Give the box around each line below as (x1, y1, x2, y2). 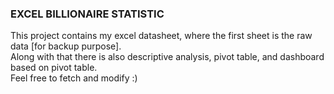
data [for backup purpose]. (10, 40, 122, 52)
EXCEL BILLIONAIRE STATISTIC (10, 7, 165, 21)
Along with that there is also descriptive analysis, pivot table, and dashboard (10, 51, 325, 63)
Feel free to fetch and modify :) (10, 72, 138, 84)
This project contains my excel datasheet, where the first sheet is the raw (10, 30, 313, 42)
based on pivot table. (10, 62, 98, 74)
